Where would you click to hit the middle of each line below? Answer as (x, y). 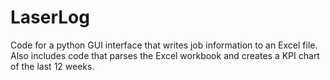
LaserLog (50, 17)
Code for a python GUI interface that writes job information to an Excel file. (164, 45)
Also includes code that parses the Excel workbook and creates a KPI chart (165, 55)
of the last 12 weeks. (52, 66)
